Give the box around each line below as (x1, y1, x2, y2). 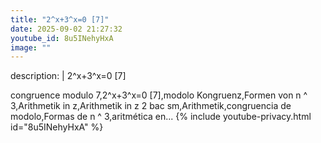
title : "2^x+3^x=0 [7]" (10, 14, 110, 25)
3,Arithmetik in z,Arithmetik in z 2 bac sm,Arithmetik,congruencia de (10, 100, 292, 112)
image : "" (10, 42, 52, 53)
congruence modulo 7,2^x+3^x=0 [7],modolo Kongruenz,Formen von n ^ (10, 89, 308, 101)
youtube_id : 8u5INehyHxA (10, 33, 114, 43)
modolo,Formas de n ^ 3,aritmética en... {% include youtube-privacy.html (10, 111, 312, 123)
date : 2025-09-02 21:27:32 (10, 24, 123, 34)
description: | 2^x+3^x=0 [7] (10, 70, 127, 82)
